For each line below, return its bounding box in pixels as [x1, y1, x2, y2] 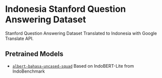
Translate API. [5, 36, 34, 41]
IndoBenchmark [12, 68, 45, 74]
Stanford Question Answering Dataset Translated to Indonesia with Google [5, 30, 157, 36]
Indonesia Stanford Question [5, 3, 126, 15]
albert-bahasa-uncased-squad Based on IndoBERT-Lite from [12, 63, 134, 69]
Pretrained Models [5, 50, 63, 58]
